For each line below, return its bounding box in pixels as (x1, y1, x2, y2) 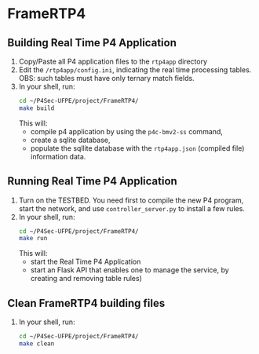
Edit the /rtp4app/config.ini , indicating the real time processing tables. (18, 65, 252, 75)
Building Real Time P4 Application (7, 36, 177, 49)
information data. (30, 151, 86, 161)
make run (18, 235, 48, 243)
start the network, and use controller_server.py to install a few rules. (18, 203, 245, 213)
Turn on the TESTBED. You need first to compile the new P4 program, (18, 195, 244, 205)
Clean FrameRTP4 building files (7, 296, 166, 310)
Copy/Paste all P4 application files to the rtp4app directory (18, 57, 208, 66)
